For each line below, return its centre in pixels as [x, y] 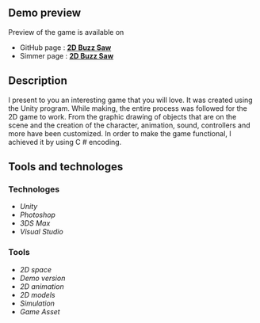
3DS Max [35, 223]
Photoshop [37, 215]
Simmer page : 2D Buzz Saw [67, 55]
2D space [35, 269]
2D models [37, 294]
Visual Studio [41, 232]
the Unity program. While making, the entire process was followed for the [128, 108]
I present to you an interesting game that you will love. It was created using [130, 100]
